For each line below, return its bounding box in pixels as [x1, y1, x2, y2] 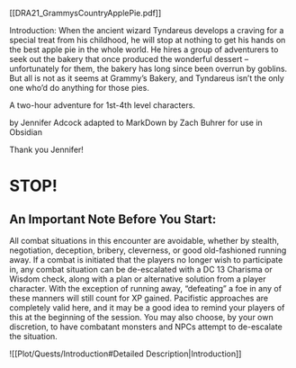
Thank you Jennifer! [9, 144, 84, 155]
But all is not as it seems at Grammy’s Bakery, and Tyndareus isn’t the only [9, 73, 285, 84]
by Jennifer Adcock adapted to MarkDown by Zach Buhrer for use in [9, 117, 263, 128]
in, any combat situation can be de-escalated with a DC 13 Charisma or [9, 265, 273, 274]
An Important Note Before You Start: [9, 211, 217, 227]
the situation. [9, 331, 58, 341]
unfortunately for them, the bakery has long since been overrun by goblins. [9, 63, 288, 74]
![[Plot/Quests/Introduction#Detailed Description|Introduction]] [9, 348, 242, 359]
